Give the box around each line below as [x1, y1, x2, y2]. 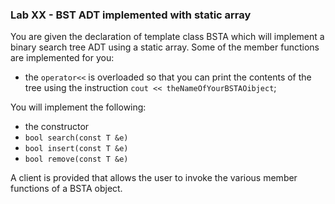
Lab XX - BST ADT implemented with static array [10, 8, 252, 22]
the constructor [24, 121, 90, 133]
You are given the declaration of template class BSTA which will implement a [10, 31, 325, 43]
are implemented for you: [10, 52, 115, 64]
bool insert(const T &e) [24, 144, 129, 154]
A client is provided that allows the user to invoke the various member [10, 172, 298, 184]
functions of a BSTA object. [10, 183, 123, 195]
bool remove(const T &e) [24, 154, 129, 165]
